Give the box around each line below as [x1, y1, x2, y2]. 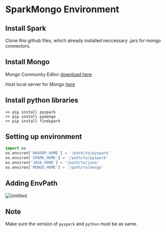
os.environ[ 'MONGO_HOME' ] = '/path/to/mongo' [5, 165, 104, 170]
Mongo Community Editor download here [5, 71, 92, 77]
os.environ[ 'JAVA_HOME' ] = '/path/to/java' [5, 160, 100, 166]
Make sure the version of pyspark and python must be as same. [5, 221, 138, 227]
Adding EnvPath [5, 179, 58, 188]
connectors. [5, 43, 31, 49]
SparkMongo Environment [5, 4, 120, 15]
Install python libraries [5, 96, 79, 105]
